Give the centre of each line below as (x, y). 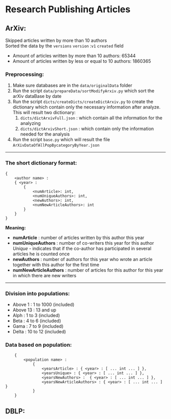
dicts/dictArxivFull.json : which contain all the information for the (91, 118)
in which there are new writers (44, 275)
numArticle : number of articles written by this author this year (78, 238)
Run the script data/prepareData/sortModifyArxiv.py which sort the (83, 91)
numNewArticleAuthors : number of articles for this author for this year (88, 270)
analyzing (30, 123)
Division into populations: (38, 293)
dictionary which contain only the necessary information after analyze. (87, 107)
